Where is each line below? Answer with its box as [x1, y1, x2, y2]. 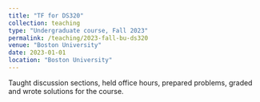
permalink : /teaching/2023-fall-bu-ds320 [8, 33, 149, 42]
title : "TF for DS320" [8, 11, 84, 20]
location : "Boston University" [8, 57, 113, 65]
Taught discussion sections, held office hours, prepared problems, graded [8, 77, 253, 88]
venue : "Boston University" [8, 41, 102, 49]
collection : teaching [8, 19, 81, 27]
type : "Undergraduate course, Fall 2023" [8, 26, 149, 34]
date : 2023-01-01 [8, 49, 66, 57]
